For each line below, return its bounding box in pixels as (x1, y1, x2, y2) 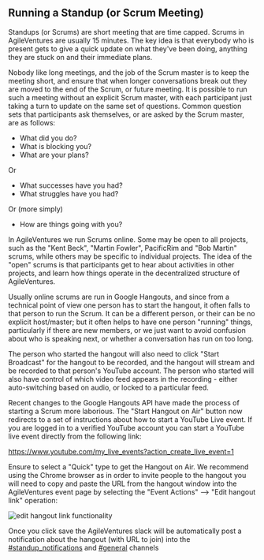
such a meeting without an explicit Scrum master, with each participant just (8, 92, 252, 102)
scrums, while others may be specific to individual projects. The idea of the (8, 252, 252, 261)
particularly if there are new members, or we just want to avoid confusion (8, 325, 247, 334)
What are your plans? (19, 150, 89, 159)
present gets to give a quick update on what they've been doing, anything (8, 43, 248, 54)
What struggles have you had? (19, 189, 119, 198)
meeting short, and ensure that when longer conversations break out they (8, 76, 247, 85)
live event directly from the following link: (8, 431, 142, 441)
